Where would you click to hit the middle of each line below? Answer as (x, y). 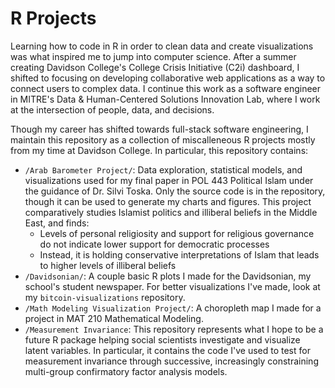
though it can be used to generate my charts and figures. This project (168, 201)
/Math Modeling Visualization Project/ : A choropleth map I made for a (173, 308)
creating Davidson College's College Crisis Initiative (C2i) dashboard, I (155, 67)
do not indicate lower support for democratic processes (154, 244)
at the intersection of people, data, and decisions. (112, 109)
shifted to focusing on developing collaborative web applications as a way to (168, 78)
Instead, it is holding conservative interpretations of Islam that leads (179, 254)
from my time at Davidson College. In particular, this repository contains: (159, 150)
